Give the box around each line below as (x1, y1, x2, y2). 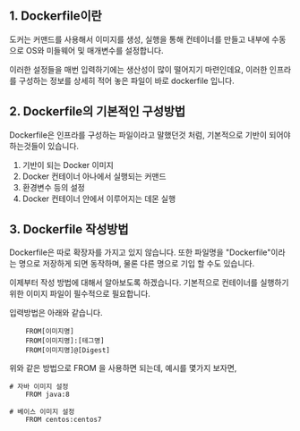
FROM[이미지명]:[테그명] (25, 336, 105, 346)
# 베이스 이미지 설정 (9, 408, 75, 417)
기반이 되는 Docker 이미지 (21, 159, 114, 170)
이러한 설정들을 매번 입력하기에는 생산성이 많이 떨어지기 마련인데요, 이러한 (9, 63, 268, 74)
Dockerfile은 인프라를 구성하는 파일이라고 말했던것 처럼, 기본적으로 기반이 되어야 (9, 129, 291, 140)
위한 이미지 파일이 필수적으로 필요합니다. (9, 289, 150, 300)
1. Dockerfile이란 (9, 8, 103, 24)
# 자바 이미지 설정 (9, 383, 69, 392)
